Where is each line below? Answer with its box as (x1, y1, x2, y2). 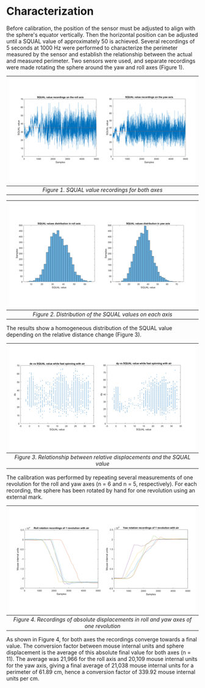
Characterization (6, 4, 94, 18)
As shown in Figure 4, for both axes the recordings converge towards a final (6, 636, 197, 643)
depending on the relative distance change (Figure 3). (6, 331, 142, 338)
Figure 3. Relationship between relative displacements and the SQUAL (14, 453, 191, 461)
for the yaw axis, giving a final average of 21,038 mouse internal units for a (6, 662, 194, 669)
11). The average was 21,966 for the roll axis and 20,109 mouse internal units (6, 656, 198, 663)
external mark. (6, 493, 43, 501)
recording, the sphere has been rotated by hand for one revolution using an (6, 486, 195, 494)
